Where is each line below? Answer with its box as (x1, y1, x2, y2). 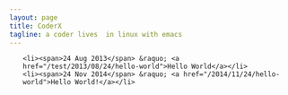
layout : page (9, 13, 58, 22)
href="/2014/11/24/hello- (183, 70, 280, 79)
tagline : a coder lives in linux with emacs (9, 30, 182, 39)
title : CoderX (9, 22, 63, 30)
